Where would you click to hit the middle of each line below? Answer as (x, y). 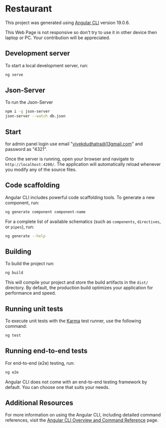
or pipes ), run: (20, 227)
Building (18, 251)
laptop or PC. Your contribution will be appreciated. (58, 38)
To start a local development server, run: (47, 65)
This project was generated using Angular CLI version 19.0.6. (68, 23)
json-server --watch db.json (35, 116)
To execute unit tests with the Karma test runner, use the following (73, 321)
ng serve (14, 75)
